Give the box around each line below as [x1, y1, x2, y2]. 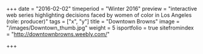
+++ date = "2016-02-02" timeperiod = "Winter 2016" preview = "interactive [6, 5, 198, 12]
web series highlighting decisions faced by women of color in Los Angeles [6, 11, 192, 19]
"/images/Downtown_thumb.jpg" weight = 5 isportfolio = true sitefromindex [6, 24, 194, 31]
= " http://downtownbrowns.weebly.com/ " [6, 31, 110, 38]
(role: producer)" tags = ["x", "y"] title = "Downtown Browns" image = [6, 18, 180, 25]
